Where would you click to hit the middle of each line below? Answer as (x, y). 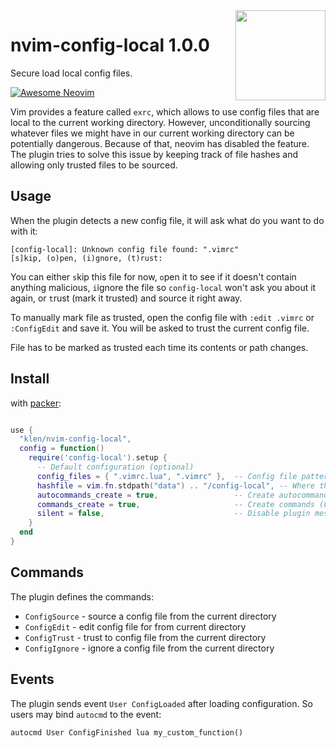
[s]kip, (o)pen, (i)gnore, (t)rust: (86, 258)
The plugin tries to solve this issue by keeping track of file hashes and (154, 154)
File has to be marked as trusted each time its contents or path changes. (159, 347)
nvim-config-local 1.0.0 (110, 45)
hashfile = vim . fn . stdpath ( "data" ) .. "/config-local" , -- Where (176, 485)
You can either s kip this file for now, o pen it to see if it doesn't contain (153, 276)
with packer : (36, 403)
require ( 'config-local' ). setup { (98, 458)
